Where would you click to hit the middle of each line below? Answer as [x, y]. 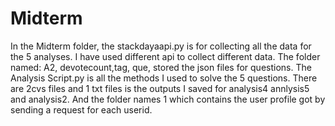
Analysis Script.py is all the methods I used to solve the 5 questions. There [164, 78]
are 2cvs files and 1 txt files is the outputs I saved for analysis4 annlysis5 [160, 88]
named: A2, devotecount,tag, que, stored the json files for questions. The [161, 67]
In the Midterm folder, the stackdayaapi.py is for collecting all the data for [161, 46]
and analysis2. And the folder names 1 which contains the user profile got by [168, 99]
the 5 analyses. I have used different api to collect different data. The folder [165, 56]
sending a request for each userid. [81, 109]
